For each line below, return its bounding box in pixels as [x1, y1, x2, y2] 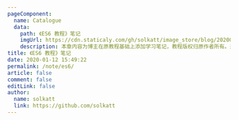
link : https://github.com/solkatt [13, 102, 115, 109]
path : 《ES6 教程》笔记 [20, 30, 81, 37]
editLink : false [7, 83, 55, 90]
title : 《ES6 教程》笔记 [7, 50, 72, 57]
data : [13, 23, 30, 30]
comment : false [7, 76, 52, 83]
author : [7, 89, 30, 96]
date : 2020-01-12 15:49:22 [7, 56, 87, 64]
